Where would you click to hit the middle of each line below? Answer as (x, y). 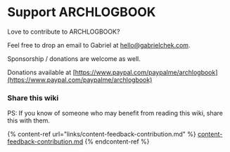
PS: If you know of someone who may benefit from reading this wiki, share (115, 113)
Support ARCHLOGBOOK (82, 12)
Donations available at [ (41, 72)
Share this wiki (33, 97)
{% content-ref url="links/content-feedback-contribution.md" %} (102, 134)
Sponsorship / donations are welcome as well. (74, 58)
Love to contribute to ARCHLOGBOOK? (64, 32)
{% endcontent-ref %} (117, 141)
